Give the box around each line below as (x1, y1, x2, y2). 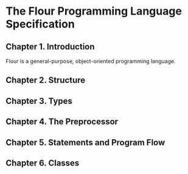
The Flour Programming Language (5, 4, 182, 18)
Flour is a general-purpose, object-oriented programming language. (5, 58, 176, 64)
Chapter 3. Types (5, 96, 72, 106)
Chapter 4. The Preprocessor (5, 117, 119, 127)
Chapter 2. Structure (5, 75, 86, 86)
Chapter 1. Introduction (5, 41, 95, 52)
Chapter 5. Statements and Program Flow (5, 137, 165, 147)
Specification (5, 17, 75, 31)
